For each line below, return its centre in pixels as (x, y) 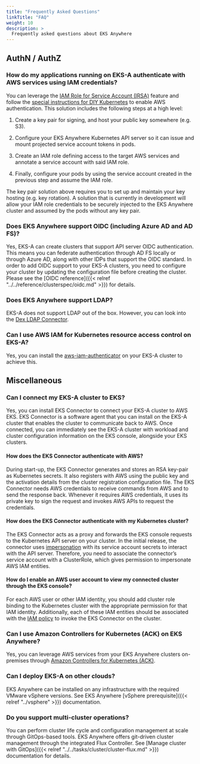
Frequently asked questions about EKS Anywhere (72, 34)
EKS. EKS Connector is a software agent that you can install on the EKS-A (97, 417)
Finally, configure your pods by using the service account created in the (103, 173)
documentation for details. (39, 756)
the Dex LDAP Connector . (38, 320)
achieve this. (22, 361)
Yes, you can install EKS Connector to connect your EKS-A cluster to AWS (97, 410)
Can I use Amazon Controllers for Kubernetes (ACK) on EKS (94, 634)
